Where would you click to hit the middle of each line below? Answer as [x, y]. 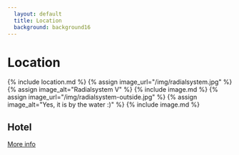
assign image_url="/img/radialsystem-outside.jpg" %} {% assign [102, 97]
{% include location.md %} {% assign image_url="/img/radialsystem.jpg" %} [120, 82]
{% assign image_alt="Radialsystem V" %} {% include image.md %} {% [113, 90]
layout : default [38, 14]
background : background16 [52, 27]
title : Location [38, 21]
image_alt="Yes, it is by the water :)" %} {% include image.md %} [103, 105]
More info [22, 144]
